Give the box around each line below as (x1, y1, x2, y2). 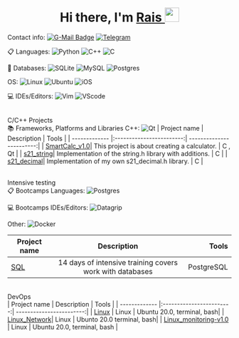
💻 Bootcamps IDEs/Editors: (7, 203, 89, 212)
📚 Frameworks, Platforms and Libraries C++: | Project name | (7, 123, 204, 132)
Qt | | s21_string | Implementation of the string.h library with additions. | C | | (7, 149, 228, 158)
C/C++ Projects (7, 116, 53, 124)
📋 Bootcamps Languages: (7, 186, 85, 195)
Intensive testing (7, 178, 56, 187)
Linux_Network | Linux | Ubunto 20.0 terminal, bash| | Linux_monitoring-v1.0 (7, 314, 229, 324)
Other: (7, 220, 26, 228)
